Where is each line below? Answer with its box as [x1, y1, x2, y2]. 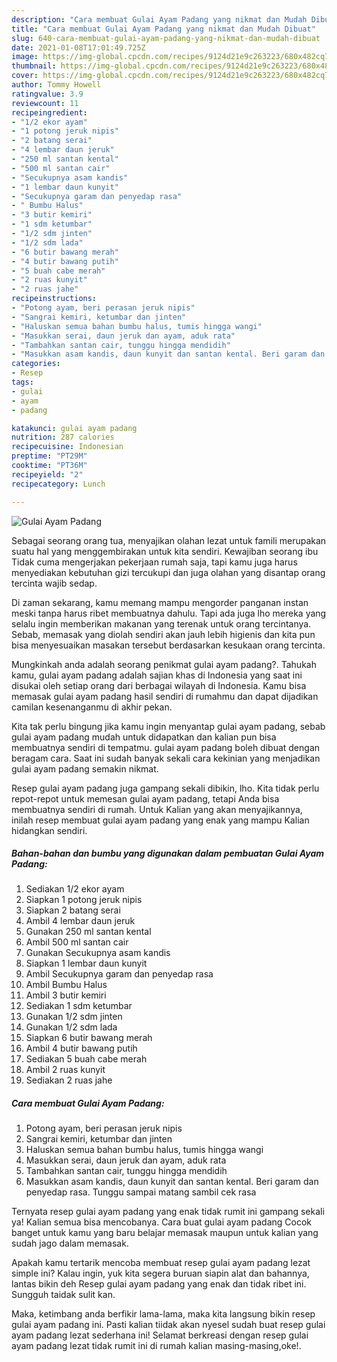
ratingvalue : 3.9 [11, 89, 84, 99]
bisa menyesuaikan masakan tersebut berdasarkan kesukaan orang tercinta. [11, 639, 326, 651]
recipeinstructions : [11, 294, 98, 304]
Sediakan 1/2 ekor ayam [25, 883, 125, 895]
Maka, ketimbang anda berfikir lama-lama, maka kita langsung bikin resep [11, 1308, 316, 1320]
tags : [11, 377, 34, 387]
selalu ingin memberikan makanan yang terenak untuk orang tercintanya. [11, 617, 312, 630]
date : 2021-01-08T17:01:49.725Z [11, 42, 146, 53]
